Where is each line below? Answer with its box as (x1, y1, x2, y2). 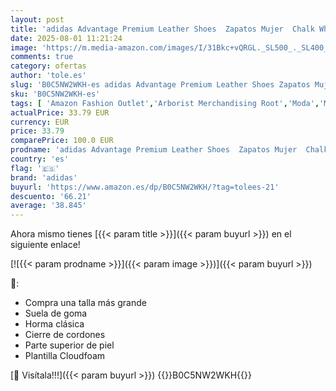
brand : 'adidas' (10, 172, 78, 183)
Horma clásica (24, 318, 85, 330)
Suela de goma (24, 307, 88, 320)
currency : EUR (10, 117, 70, 127)
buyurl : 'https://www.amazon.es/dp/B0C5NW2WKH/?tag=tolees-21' (10, 182, 280, 192)
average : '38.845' (10, 201, 87, 211)
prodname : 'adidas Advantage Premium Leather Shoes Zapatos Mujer (10, 145, 298, 155)
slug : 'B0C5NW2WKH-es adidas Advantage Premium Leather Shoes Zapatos (10, 80, 311, 90)
